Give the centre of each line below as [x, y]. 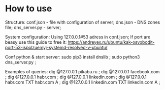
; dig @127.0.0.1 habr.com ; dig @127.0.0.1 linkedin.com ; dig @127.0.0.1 [76, 77]
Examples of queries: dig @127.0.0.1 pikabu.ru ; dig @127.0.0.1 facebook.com [82, 71]
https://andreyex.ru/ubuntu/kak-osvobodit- [111, 42]
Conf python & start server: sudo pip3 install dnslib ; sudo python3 [73, 57]
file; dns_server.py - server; [33, 27]
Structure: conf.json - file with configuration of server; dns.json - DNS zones [82, 22]
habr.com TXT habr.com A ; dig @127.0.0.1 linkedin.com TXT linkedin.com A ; [83, 82]
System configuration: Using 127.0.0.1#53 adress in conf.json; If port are [78, 37]
